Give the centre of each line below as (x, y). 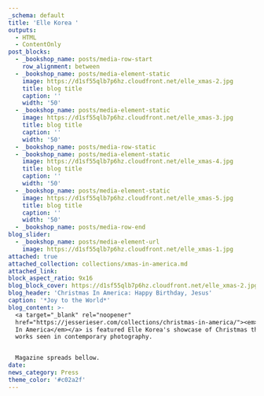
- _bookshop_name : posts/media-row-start (84, 60)
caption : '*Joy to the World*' (59, 300)
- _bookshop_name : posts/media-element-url (87, 242)
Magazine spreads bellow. (58, 358)
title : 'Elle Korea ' (44, 23)
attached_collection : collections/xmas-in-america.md (98, 264)
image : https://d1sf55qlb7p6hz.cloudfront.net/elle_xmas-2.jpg (128, 81)
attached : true (33, 256)
